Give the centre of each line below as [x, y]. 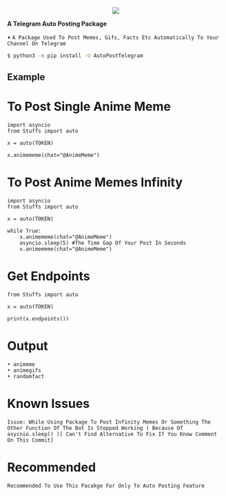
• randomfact [26, 377]
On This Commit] [30, 440]
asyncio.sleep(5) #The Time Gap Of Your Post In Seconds [103, 243]
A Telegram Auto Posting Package [57, 24]
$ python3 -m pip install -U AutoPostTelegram [75, 56]
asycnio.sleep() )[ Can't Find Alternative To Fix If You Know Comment [112, 434]
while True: [24, 231]
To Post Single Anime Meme [89, 107]
